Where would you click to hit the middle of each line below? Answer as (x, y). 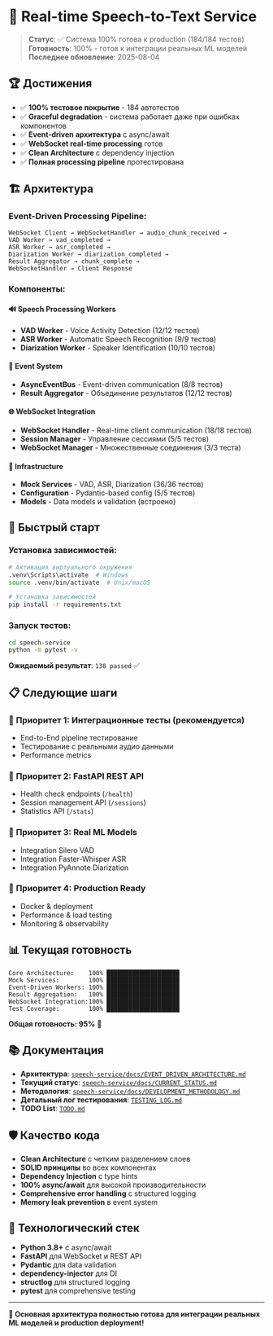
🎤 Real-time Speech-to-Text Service (133, 17)
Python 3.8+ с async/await (66, 1248)
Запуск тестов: (40, 626)
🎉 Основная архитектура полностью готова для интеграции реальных (134, 1314)
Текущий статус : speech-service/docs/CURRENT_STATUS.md (119, 1083)
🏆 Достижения (50, 83)
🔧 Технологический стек (74, 1228)
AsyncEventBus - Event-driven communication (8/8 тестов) (121, 384)
